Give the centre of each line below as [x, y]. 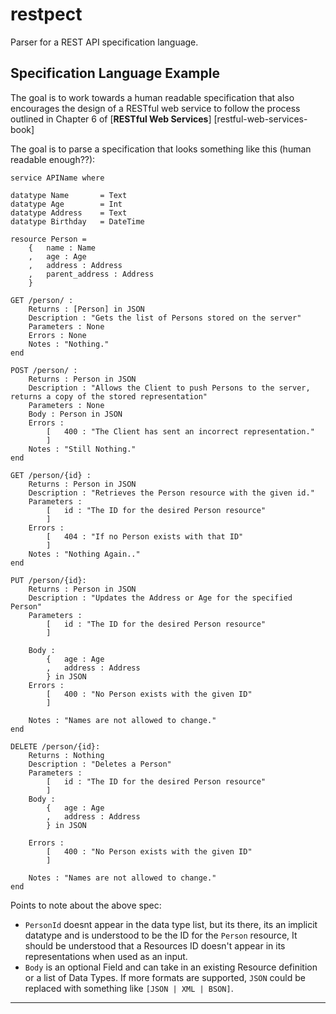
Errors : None [57, 335]
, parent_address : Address [91, 274]
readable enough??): [53, 159]
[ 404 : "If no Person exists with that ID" [145, 536]
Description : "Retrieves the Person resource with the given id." [171, 493]
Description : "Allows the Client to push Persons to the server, [169, 388]
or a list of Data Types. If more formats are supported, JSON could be [165, 977]
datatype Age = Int [66, 204]
